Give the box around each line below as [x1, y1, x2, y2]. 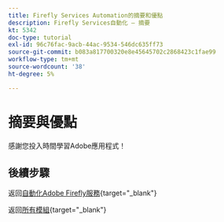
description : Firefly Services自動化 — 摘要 [8, 19, 151, 27]
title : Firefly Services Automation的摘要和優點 [8, 11, 163, 20]
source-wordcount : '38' [8, 63, 86, 71]
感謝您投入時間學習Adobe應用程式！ [8, 141, 127, 150]
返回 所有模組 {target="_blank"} [8, 205, 107, 215]
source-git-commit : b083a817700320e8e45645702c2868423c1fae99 [8, 48, 216, 56]
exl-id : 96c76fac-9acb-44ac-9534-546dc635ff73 [8, 41, 163, 49]
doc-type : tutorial [8, 33, 72, 42]
